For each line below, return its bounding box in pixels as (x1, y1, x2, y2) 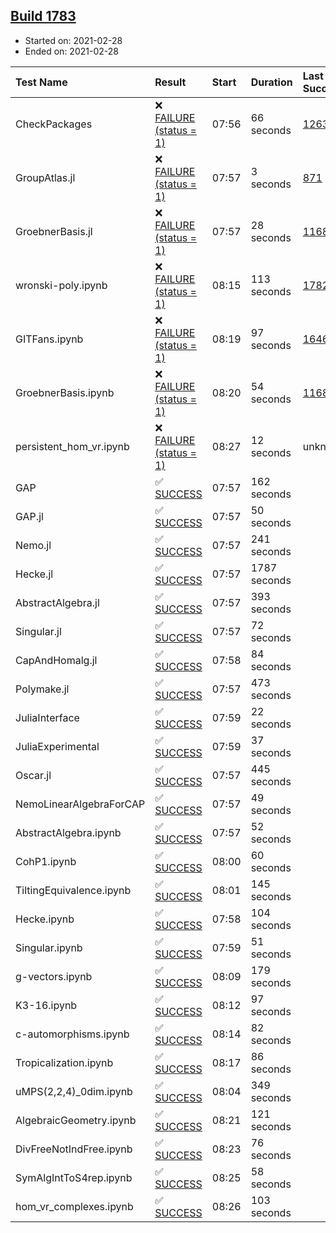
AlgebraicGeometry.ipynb (15, 1113, 137, 1127)
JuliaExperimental (15, 739, 100, 753)
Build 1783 (10, 8, 77, 25)
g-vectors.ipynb (15, 969, 93, 983)
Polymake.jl (15, 682, 70, 696)
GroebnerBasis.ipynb (15, 385, 115, 399)
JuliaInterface (15, 710, 80, 724)
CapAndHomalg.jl (15, 653, 98, 667)
